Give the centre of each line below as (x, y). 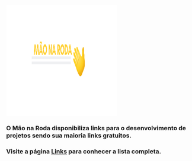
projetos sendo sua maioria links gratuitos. (69, 136)
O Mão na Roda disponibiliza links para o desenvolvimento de (96, 128)
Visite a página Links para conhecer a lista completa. (84, 151)
